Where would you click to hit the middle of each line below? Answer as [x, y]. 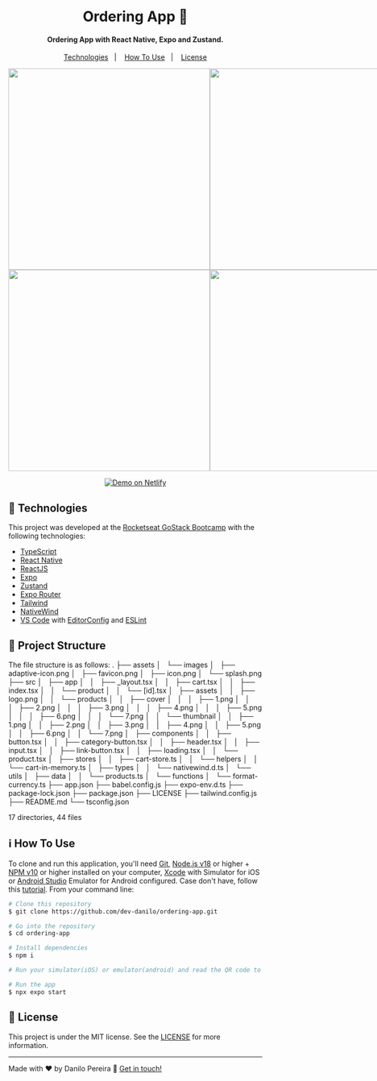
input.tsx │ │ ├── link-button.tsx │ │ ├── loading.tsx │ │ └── [123, 751]
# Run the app [32, 984]
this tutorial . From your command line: [71, 889]
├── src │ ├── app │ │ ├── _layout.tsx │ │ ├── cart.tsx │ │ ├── [132, 682]
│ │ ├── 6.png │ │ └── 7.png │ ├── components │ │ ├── [120, 733]
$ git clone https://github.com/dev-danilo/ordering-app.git [113, 911]
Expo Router [41, 594]
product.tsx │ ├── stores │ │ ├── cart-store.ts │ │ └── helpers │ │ [133, 759]
